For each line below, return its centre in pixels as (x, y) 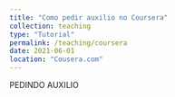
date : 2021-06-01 (42, 51)
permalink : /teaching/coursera (68, 43)
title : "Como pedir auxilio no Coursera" (89, 18)
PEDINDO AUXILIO (44, 85)
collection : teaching (50, 26)
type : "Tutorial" (42, 34)
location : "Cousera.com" (56, 59)
